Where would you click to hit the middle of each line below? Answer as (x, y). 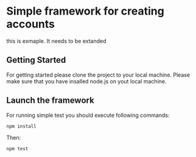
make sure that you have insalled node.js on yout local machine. (86, 81)
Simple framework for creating (85, 11)
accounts (30, 24)
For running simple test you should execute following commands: (88, 115)
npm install (21, 126)
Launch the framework (50, 101)
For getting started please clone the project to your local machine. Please (98, 75)
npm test (17, 148)
